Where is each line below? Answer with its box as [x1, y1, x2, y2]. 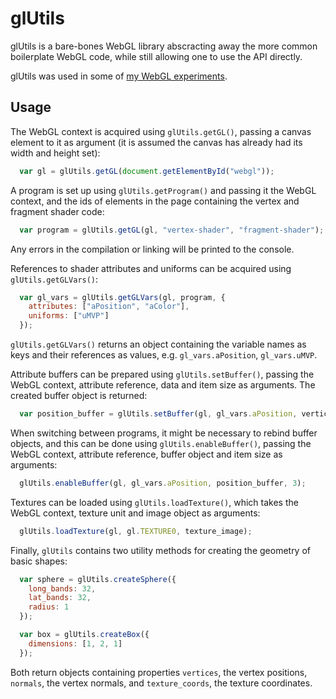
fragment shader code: [10, 205, 105, 217]
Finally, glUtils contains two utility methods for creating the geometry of [10, 544, 312, 556]
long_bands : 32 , [28, 583, 97, 594]
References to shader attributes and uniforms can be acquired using [10, 262, 292, 274]
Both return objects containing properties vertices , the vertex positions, [10, 666, 308, 678]
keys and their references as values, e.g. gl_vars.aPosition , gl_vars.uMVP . [10, 349, 318, 361]
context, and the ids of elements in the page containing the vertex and [10, 195, 300, 207]
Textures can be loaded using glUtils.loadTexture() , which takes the [10, 496, 299, 508]
